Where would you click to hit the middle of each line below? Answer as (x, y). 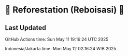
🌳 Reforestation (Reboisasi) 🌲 (65, 10)
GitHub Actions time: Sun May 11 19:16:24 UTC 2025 (57, 39)
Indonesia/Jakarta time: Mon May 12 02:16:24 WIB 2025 (61, 49)
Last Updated (26, 28)
